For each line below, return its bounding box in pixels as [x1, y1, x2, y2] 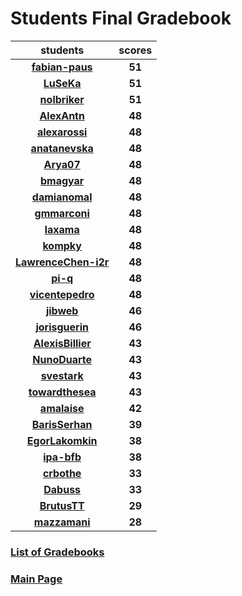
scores [118, 43, 153, 57]
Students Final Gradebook [10, 7, 232, 30]
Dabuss [43, 482, 82, 496]
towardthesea [28, 385, 97, 399]
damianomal [31, 190, 93, 204]
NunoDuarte [32, 352, 93, 366]
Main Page [10, 572, 63, 586]
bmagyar [39, 173, 85, 187]
